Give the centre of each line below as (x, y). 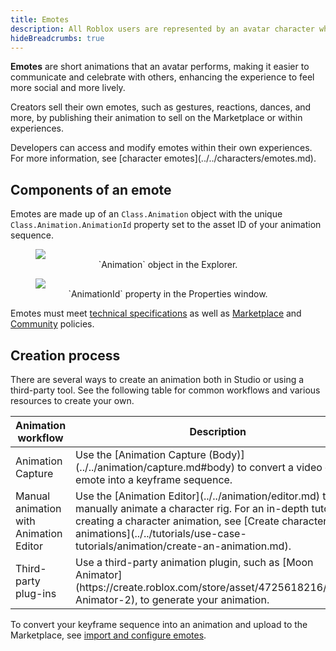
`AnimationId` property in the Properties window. (168, 294)
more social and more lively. (68, 88)
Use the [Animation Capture (141, 454)
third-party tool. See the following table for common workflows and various (165, 390)
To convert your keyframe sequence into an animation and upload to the (159, 624)
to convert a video (280, 467)
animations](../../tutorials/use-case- (161, 533)
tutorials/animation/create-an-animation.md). (183, 546)
